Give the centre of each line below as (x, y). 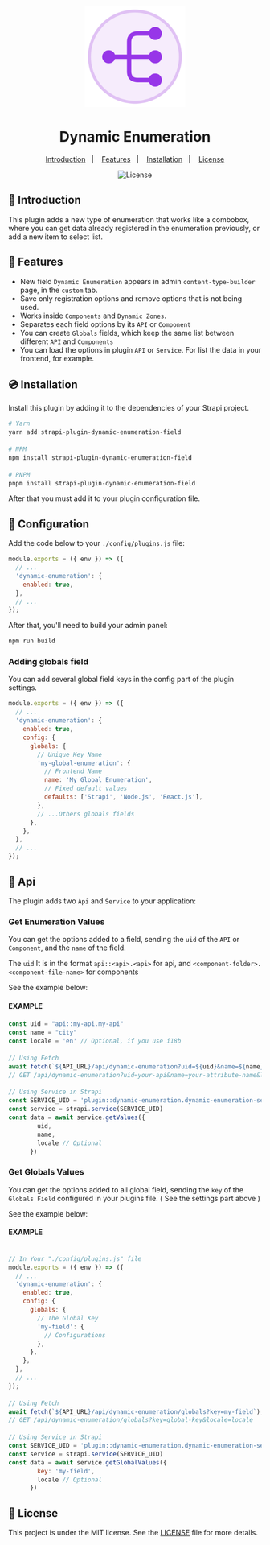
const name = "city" (43, 1033)
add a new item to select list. (55, 237)
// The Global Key (68, 1318)
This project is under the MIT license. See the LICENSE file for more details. (133, 1533)
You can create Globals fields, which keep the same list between (127, 333)
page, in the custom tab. (59, 290)
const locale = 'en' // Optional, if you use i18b (95, 1041)
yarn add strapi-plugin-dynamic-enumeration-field (95, 432)
